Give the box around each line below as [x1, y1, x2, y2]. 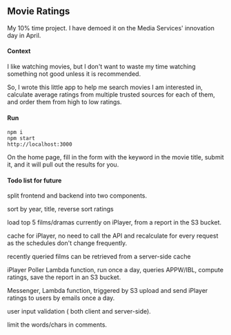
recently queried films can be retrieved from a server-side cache [7, 252, 191, 261]
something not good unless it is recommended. [7, 70, 141, 78]
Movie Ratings [7, 6, 70, 17]
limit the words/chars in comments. [7, 320, 108, 329]
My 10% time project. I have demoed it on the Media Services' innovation [7, 23, 215, 32]
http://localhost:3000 [7, 141, 72, 148]
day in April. [7, 31, 41, 39]
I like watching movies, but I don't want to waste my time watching [7, 62, 196, 71]
